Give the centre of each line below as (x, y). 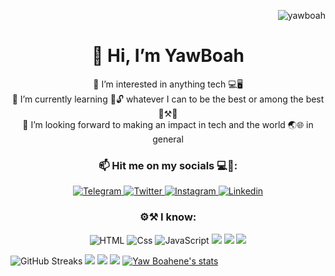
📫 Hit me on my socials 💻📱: (168, 165)
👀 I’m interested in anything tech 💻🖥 (168, 84)
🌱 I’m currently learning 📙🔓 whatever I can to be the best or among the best (168, 99)
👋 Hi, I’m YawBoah (168, 56)
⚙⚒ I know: (168, 217)
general (168, 139)
